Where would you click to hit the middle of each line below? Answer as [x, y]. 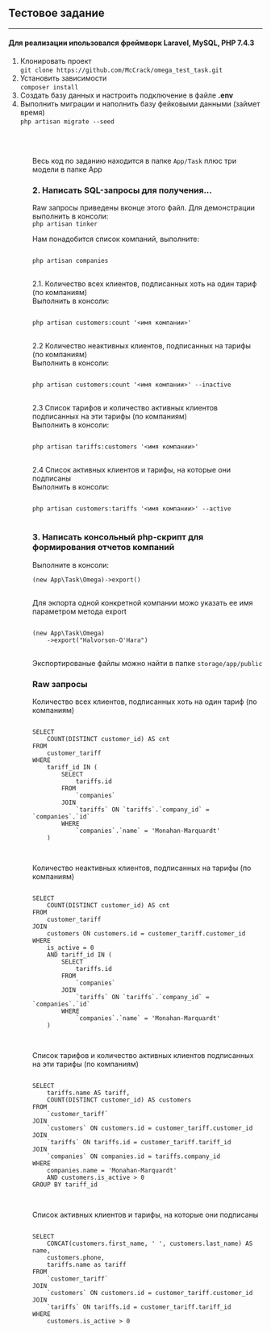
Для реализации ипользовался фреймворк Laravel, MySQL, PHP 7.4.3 [131, 43]
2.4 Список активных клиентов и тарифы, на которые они [131, 470]
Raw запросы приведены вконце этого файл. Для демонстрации [144, 208]
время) [33, 113]
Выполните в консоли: [71, 564]
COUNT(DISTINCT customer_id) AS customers [119, 1100]
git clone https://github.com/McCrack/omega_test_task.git [121, 71]
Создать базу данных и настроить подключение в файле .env [127, 95]
